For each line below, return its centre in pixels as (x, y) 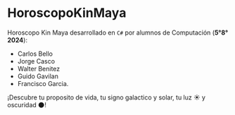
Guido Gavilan (38, 76)
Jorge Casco (36, 61)
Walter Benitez (39, 68)
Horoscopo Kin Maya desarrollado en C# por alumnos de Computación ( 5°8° (118, 32)
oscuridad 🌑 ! (27, 104)
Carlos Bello (35, 54)
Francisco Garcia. (43, 83)
